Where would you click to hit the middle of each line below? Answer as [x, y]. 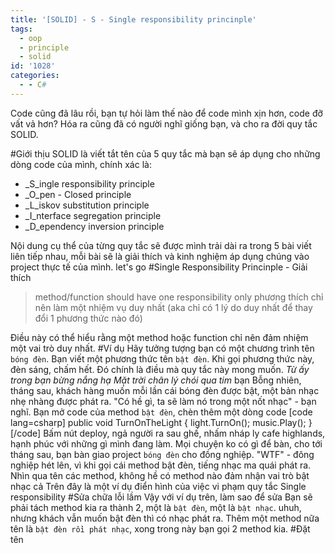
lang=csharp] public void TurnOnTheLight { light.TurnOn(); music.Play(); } [161, 422]
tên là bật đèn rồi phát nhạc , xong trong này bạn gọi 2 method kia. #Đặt [160, 528]
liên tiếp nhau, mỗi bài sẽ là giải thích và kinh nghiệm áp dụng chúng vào [160, 256]
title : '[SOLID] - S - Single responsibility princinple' [133, 19]
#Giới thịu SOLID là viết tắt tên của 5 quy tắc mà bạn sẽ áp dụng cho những [165, 153]
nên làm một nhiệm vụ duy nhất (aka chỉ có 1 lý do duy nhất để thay [173, 307]
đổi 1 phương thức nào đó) [88, 318]
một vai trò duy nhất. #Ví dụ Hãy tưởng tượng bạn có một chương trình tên [162, 348]
